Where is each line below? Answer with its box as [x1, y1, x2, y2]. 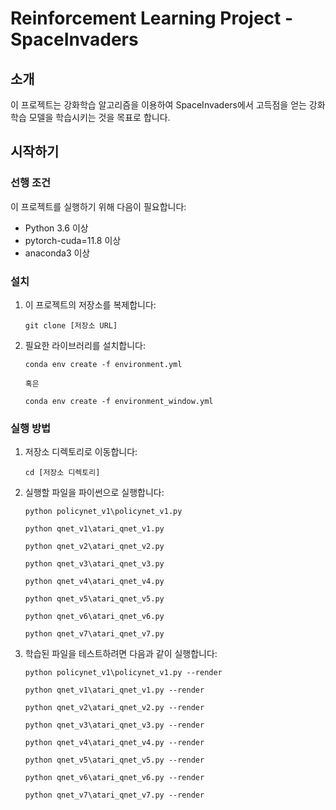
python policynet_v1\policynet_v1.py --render [24, 668, 223, 678]
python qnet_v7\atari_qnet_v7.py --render [24, 790, 205, 801]
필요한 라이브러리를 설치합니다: [24, 339, 147, 351]
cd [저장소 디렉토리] [24, 468, 101, 478]
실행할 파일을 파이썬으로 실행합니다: [24, 487, 165, 499]
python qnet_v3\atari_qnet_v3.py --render [24, 720, 205, 731]
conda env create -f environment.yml [24, 359, 183, 369]
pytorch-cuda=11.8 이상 [24, 234, 122, 246]
